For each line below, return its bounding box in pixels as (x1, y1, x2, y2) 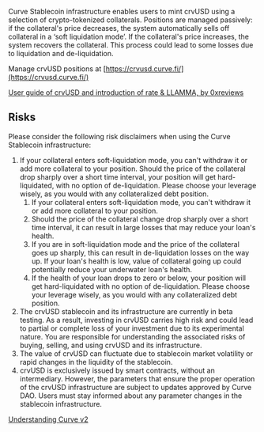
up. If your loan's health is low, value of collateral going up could (31, 256, 242, 266)
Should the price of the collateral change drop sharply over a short (31, 214, 249, 224)
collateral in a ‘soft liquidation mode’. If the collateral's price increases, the (8, 32, 249, 41)
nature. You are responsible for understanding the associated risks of (19, 332, 246, 341)
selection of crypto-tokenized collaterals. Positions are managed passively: (8, 15, 253, 25)
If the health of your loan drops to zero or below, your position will (31, 273, 247, 282)
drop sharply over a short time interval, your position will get (19, 172, 216, 181)
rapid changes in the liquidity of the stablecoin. (19, 357, 173, 366)
